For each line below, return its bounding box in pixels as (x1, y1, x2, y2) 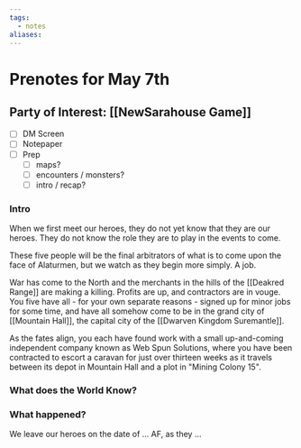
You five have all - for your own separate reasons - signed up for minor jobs (9, 297, 291, 307)
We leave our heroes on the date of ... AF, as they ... (9, 429, 202, 440)
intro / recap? (35, 179, 87, 190)
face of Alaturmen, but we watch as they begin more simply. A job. (9, 260, 257, 270)
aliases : (9, 30, 42, 39)
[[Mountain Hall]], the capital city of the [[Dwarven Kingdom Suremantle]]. (9, 315, 285, 326)
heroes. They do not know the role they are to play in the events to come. (9, 233, 281, 243)
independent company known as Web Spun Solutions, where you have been (9, 343, 293, 353)
